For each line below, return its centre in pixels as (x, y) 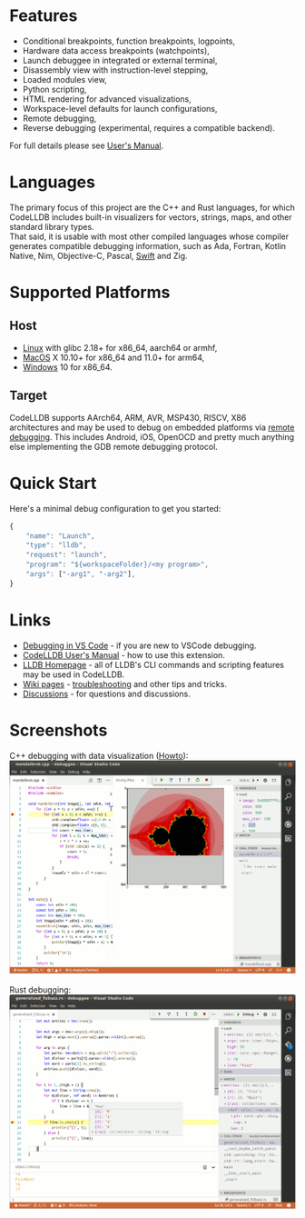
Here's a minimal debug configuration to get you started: (115, 508)
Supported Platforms (90, 293)
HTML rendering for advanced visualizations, (107, 99)
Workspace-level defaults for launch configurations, (120, 108)
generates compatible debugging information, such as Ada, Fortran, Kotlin (148, 245)
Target (29, 396)
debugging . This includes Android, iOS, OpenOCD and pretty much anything (152, 436)
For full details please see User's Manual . (87, 145)
